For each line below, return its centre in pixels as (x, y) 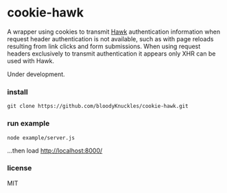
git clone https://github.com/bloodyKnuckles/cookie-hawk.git (98, 106)
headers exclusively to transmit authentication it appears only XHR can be (111, 54)
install (18, 92)
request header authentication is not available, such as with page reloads (110, 38)
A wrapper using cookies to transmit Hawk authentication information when (114, 32)
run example (28, 124)
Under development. (36, 74)
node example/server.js (41, 138)
